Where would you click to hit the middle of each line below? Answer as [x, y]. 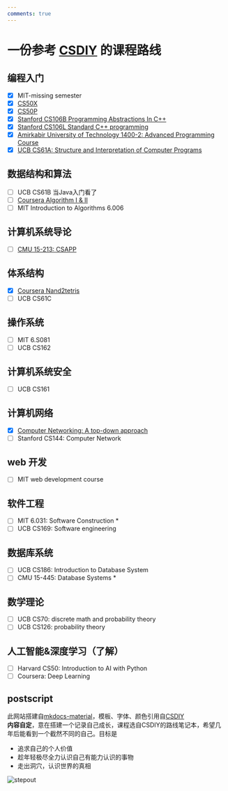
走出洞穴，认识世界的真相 [54, 766]
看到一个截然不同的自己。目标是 [71, 734]
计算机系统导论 [39, 232]
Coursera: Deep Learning [54, 676]
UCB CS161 [33, 389]
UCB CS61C [35, 298]
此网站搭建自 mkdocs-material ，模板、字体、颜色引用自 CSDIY [96, 716]
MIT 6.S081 [33, 339]
